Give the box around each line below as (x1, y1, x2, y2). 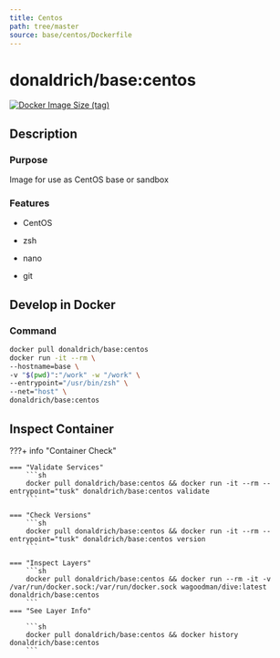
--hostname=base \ (9, 362, 79, 371)
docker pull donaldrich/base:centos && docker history (26, 630, 239, 639)
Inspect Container (9, 421, 114, 437)
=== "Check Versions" (9, 510, 92, 519)
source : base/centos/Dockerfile (9, 30, 132, 39)
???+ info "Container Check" (9, 445, 117, 456)
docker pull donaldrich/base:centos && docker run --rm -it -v (26, 574, 272, 583)
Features (9, 197, 50, 210)
